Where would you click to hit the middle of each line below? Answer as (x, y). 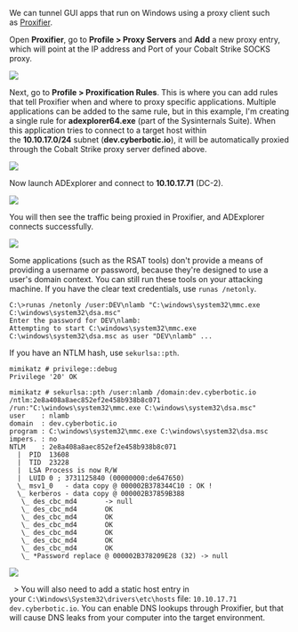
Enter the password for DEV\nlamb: (75, 320)
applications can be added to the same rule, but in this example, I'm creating (149, 111)
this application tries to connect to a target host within (108, 130)
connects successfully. (52, 227)
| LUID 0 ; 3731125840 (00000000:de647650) (101, 478)
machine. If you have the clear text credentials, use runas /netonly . (133, 289)
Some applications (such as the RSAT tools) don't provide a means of (137, 260)
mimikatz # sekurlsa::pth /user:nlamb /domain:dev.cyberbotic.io (133, 393)
